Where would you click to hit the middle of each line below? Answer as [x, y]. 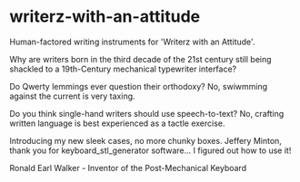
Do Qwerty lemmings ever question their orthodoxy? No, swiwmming [139, 86]
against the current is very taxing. [72, 96]
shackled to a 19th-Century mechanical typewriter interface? [123, 69]
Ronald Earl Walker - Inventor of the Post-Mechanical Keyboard [128, 168]
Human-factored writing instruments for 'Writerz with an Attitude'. [132, 42]
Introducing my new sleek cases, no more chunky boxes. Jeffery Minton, [145, 140]
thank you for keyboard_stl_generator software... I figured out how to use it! [150, 150]
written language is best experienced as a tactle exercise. [117, 123]
